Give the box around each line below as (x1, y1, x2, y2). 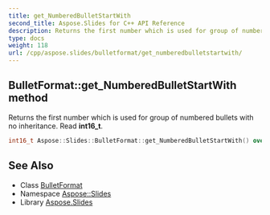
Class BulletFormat (19, 180, 83, 189)
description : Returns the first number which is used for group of (8, 26, 239, 34)
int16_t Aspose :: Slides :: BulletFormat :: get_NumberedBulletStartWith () (8, 136, 250, 144)
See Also (8, 159, 54, 172)
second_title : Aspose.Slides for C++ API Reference (8, 19, 185, 27)
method (8, 91, 48, 105)
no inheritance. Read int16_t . (8, 121, 103, 131)
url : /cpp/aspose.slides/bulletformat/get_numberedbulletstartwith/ (8, 49, 243, 57)
